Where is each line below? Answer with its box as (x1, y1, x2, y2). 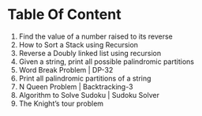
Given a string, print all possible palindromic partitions (18, 57, 195, 66)
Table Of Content (7, 6, 122, 24)
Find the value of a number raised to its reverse (18, 32, 173, 41)
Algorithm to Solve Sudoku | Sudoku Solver (18, 90, 159, 99)
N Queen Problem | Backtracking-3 (18, 81, 133, 92)
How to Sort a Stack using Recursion (18, 39, 139, 49)
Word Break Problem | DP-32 (18, 65, 114, 74)
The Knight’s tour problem (18, 99, 104, 108)
